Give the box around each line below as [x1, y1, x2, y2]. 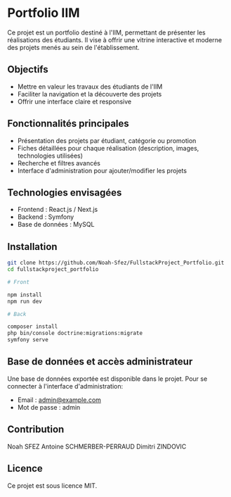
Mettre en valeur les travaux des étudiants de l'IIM [17, 82, 163, 91]
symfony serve [7, 336, 49, 344]
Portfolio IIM [7, 5, 80, 21]
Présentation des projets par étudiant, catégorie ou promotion [17, 136, 197, 145]
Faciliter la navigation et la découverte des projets [17, 89, 162, 98]
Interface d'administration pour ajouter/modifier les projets [17, 166, 187, 175]
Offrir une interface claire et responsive [17, 97, 132, 106]
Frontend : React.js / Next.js [17, 206, 98, 214]
